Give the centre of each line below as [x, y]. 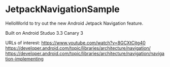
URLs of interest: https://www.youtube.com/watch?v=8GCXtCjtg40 [75, 43]
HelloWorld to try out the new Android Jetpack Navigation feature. [74, 23]
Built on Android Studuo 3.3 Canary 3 [44, 33]
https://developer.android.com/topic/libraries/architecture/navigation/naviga [85, 53]
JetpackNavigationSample [63, 9]
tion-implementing [25, 58]
